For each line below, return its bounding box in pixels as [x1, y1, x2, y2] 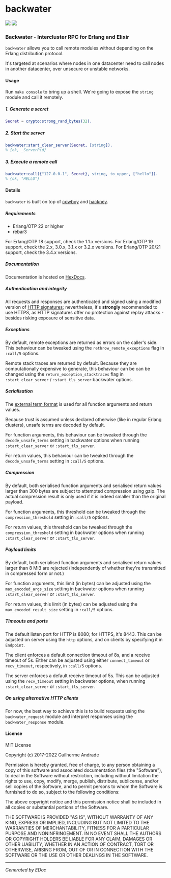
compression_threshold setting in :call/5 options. [5, 514, 109, 520]
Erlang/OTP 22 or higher [12, 223, 64, 229]
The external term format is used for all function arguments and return [5, 401, 153, 407]
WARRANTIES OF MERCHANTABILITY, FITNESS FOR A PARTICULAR [5, 825, 149, 831]
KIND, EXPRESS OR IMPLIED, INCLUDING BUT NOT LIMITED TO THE [5, 819, 150, 825]
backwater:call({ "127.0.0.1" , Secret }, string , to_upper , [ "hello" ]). [5, 171, 158, 176]
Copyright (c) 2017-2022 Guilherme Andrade [5, 752, 99, 758]
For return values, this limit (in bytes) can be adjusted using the [5, 601, 137, 607]
